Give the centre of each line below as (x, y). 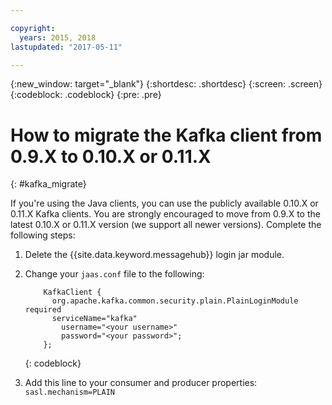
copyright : (33, 28)
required (43, 310)
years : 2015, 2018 (58, 37)
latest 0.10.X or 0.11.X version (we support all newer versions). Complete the (166, 225)
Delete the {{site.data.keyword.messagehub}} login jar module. (154, 255)
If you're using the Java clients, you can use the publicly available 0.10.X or (164, 203)
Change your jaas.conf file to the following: (114, 274)
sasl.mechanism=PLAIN (69, 392)
